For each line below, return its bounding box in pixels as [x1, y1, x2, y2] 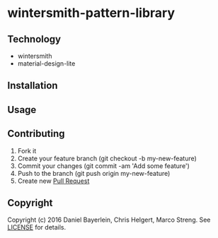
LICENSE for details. [7, 223, 67, 232]
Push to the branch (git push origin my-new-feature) [17, 169, 171, 177]
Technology [7, 33, 62, 45]
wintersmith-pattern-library [7, 5, 176, 21]
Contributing [7, 128, 65, 140]
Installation [7, 80, 58, 92]
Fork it [17, 146, 37, 155]
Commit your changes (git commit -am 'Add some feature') [17, 161, 190, 170]
